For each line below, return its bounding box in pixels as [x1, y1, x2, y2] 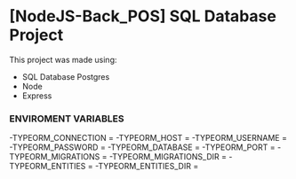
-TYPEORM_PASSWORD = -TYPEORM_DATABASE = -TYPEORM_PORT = [9, 142, 276, 152]
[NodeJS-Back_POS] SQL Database [9, 6, 277, 27]
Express [21, 90, 52, 101]
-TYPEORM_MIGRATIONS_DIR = [108, 152, 227, 162]
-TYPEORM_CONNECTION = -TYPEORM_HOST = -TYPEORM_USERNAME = [9, 133, 287, 144]
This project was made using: [9, 54, 117, 65]
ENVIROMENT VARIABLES [9, 113, 124, 125]
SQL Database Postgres [21, 71, 110, 82]
